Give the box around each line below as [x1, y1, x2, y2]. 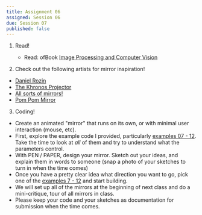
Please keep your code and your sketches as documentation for [14, 196, 174, 204]
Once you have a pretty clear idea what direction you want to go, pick [14, 171, 188, 178]
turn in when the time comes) [14, 164, 89, 172]
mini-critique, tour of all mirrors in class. [14, 190, 115, 198]
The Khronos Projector [14, 84, 72, 91]
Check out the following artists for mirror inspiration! [14, 66, 145, 73]
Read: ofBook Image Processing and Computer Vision [24, 54, 158, 61]
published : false [6, 25, 50, 32]
